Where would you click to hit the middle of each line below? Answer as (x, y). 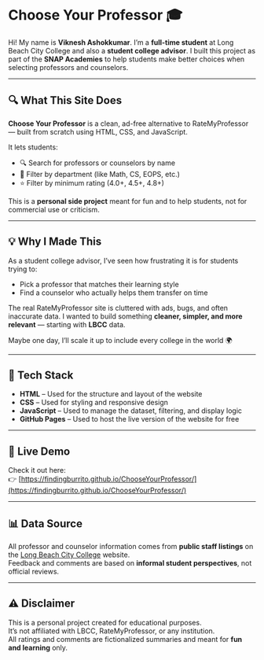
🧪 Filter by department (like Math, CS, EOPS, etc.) (100, 174)
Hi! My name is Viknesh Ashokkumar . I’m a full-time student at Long (121, 42)
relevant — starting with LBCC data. (67, 324)
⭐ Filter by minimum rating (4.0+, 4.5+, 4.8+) (92, 183)
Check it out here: (37, 470)
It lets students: (33, 147)
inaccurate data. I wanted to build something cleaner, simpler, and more (125, 316)
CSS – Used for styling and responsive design (94, 403)
